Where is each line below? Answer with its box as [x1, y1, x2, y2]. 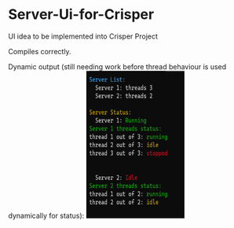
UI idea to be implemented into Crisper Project [8, 31, 159, 41]
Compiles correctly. [8, 46, 72, 56]
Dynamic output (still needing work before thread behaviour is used [8, 61, 227, 72]
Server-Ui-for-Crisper [8, 6, 155, 24]
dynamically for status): [8, 211, 85, 220]
